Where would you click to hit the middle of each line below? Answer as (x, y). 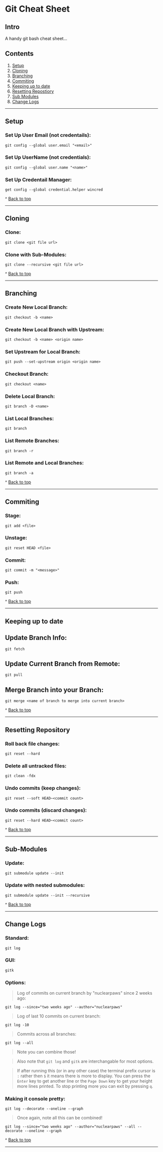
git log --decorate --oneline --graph (44, 1109)
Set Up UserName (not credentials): (48, 157)
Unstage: (16, 538)
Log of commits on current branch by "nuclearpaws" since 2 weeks (85, 993)
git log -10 (17, 1025)
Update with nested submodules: (45, 885)
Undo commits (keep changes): (43, 788)
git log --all (19, 1043)
